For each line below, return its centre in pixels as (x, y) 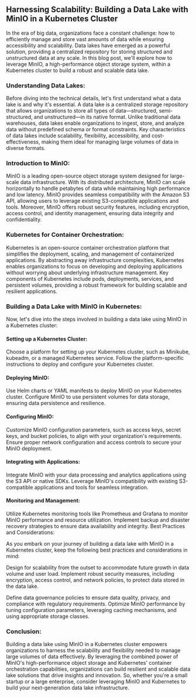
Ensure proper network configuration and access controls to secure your (94, 442)
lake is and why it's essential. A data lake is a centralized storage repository (97, 104)
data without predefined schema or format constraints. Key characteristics (96, 130)
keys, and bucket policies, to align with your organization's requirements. (94, 436)
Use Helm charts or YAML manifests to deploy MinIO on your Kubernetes (94, 391)
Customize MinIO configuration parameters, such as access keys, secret (94, 430)
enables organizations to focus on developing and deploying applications (94, 266)
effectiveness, (23, 142)
